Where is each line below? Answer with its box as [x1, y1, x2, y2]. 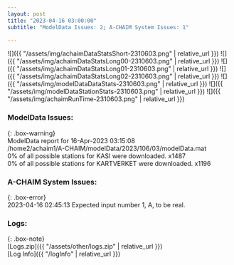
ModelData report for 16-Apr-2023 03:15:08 [7, 136, 135, 145]
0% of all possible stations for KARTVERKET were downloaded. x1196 [7, 159, 211, 167]
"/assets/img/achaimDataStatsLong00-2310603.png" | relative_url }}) [16, 57, 220, 66]
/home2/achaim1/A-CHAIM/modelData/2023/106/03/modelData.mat [7, 144, 207, 152]
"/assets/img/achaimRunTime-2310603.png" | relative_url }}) [7, 95, 185, 103]
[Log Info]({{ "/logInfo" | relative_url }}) [7, 250, 121, 259]
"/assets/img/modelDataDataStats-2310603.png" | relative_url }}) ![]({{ [16, 80, 223, 88]
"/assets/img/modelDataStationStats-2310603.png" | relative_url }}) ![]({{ [7, 87, 221, 96]
